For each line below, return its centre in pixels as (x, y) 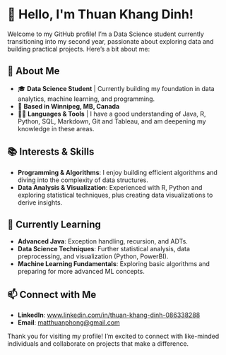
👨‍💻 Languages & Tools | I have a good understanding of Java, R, (112, 114)
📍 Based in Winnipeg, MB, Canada (69, 106)
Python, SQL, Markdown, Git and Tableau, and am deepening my (112, 121)
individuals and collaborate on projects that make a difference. (98, 344)
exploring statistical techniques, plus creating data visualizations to (115, 195)
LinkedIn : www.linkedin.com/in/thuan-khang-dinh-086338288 (109, 315)
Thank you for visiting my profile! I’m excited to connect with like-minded (113, 336)
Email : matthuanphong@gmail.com (69, 323)
